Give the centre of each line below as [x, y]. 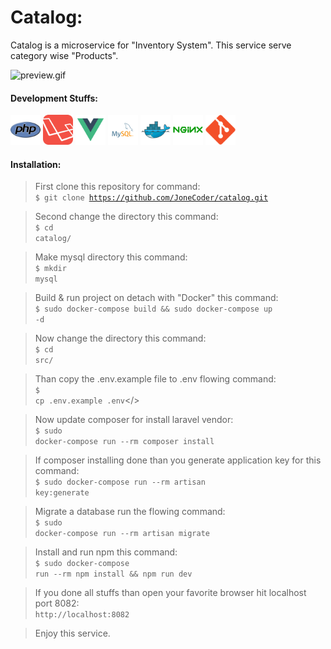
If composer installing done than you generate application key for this [178, 460]
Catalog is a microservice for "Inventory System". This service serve [151, 45]
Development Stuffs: [54, 98]
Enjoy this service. [72, 633]
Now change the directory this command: [120, 338]
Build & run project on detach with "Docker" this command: [156, 298]
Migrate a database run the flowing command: [130, 512]
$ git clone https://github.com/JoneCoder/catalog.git [151, 198]
